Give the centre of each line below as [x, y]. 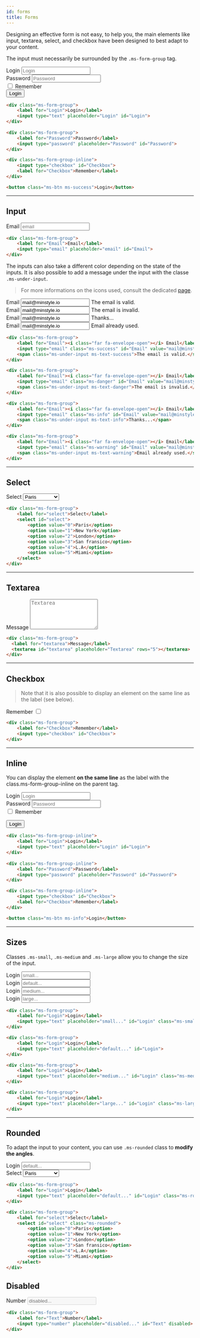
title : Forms [22, 17]
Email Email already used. [73, 326]
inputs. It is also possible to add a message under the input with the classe [98, 273]
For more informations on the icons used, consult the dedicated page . [106, 290]
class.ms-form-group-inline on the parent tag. [62, 784]
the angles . [20, 1154]
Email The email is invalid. [73, 310]
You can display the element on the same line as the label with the [88, 778]
